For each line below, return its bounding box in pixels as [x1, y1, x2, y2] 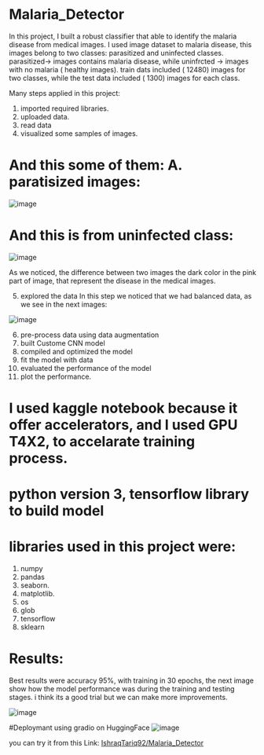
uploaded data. [20, 112, 70, 121]
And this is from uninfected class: [9, 226, 234, 244]
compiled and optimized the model [20, 346, 133, 356]
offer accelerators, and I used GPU [9, 416, 238, 434]
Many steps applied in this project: [9, 88, 121, 97]
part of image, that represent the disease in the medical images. [9, 276, 216, 285]
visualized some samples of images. [20, 128, 138, 138]
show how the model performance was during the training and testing [9, 684, 235, 694]
